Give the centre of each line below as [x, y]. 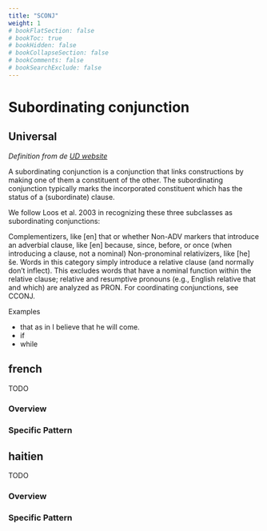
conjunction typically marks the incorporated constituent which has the [126, 188]
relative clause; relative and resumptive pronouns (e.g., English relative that [132, 279]
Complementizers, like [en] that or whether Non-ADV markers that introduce [134, 236]
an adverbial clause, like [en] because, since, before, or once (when [120, 245]
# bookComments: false [46, 61]
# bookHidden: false [43, 46]
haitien [26, 456]
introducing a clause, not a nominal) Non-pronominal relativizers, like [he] [129, 254]
